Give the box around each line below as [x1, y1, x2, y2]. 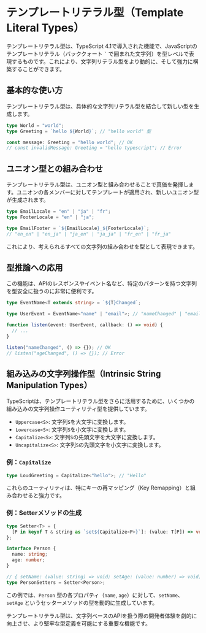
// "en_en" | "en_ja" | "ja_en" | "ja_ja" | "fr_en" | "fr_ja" [6, 231, 172, 237]
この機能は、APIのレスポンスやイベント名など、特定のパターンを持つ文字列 [6, 280, 197, 287]
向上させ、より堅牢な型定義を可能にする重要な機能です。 [6, 620, 151, 627]
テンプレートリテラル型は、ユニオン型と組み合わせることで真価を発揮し [6, 181, 189, 188]
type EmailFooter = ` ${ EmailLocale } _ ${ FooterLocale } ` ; [6, 225, 150, 231]
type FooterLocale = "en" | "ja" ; [6, 214, 95, 220]
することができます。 [11, 65, 66, 72]
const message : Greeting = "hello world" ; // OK [6, 139, 133, 145]
